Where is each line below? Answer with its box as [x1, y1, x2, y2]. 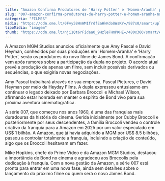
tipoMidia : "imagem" [5, 25, 48, 30]
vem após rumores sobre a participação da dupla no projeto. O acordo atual [5, 59, 159, 65]
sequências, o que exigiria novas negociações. [5, 69, 100, 75]
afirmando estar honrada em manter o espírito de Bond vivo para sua [5, 94, 145, 100]
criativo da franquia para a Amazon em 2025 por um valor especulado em [5, 125, 155, 130]
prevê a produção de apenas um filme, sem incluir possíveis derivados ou [5, 64, 155, 70]
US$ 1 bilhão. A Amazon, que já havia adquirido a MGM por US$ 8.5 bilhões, [5, 130, 159, 136]
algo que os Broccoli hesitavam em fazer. [5, 140, 89, 146]
